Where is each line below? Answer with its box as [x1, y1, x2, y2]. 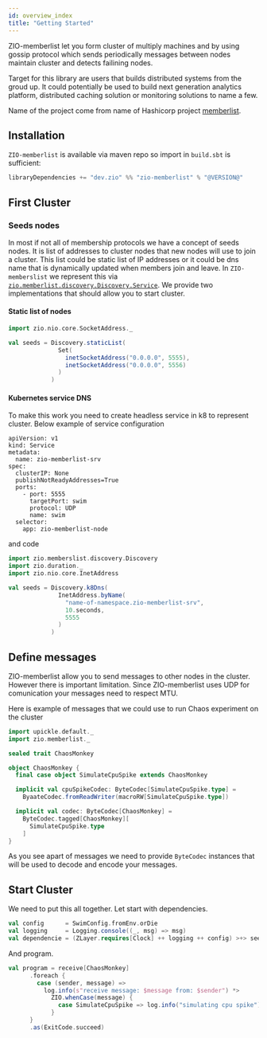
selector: [15, 519, 48, 527]
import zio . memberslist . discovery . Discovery [8, 554, 158, 562]
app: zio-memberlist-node [22, 525, 109, 534]
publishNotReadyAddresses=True [15, 476, 119, 484]
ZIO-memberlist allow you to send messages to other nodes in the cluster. [8, 671, 250, 681]
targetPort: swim [29, 497, 87, 506]
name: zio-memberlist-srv [15, 456, 102, 464]
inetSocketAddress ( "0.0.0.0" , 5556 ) [64, 361, 187, 369]
